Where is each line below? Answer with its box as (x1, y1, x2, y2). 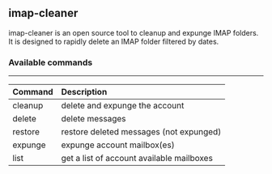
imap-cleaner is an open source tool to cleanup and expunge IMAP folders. (8, 28, 259, 37)
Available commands (8, 57, 93, 68)
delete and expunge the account (61, 100, 185, 112)
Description (61, 87, 108, 98)
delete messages (61, 113, 127, 125)
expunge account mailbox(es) (61, 139, 176, 151)
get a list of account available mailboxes (61, 153, 213, 164)
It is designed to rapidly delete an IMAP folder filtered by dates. (8, 36, 219, 46)
